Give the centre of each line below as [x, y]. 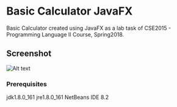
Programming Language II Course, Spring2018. [65, 34]
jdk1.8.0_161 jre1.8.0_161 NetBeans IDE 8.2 [58, 97]
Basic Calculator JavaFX [70, 11]
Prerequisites [27, 84]
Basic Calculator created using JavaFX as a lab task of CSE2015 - [89, 28]
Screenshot [29, 54]
